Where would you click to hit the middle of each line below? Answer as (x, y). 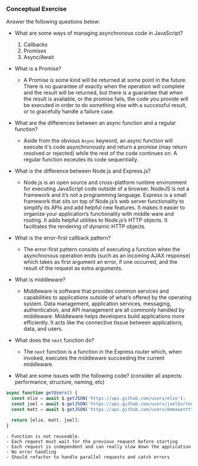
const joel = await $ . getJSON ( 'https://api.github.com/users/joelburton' (104, 404)
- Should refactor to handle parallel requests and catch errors (88, 457)
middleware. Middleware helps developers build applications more (104, 316)
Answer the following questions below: (53, 22)
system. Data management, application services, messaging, (97, 304)
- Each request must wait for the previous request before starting (92, 441)
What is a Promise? (38, 69)
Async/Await (39, 57)
